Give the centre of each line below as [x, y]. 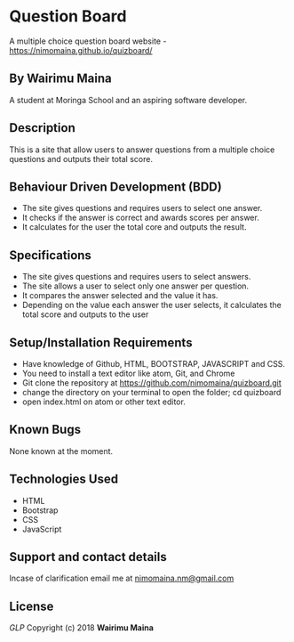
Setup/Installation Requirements [101, 342]
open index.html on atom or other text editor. [104, 402]
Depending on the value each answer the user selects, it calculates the [151, 305]
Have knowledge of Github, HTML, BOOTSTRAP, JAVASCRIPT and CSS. [154, 364]
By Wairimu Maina [61, 79]
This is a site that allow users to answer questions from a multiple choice [142, 150]
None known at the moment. [61, 451]
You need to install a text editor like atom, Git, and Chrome [128, 373]
